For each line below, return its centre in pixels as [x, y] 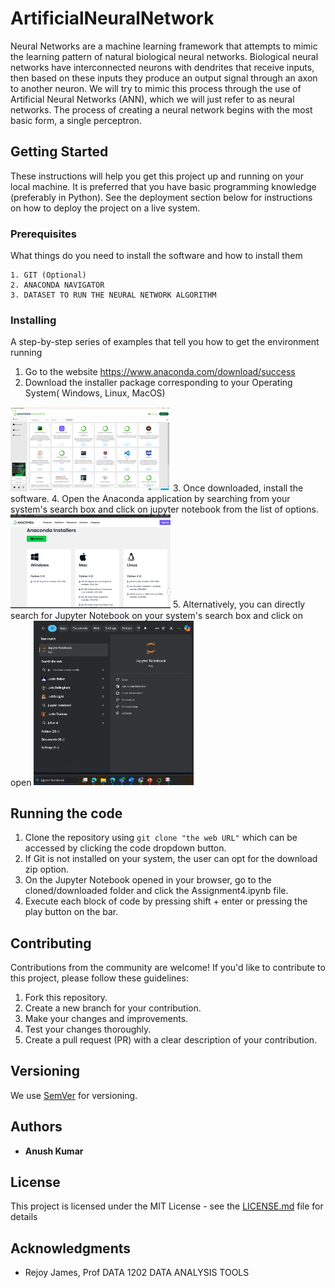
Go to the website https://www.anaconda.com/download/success [160, 372]
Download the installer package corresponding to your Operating [158, 383]
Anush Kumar [54, 1151]
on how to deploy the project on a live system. [105, 208]
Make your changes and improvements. [106, 1019]
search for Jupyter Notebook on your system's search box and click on [157, 615]
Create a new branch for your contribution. [113, 1008]
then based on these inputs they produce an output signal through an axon [164, 78]
